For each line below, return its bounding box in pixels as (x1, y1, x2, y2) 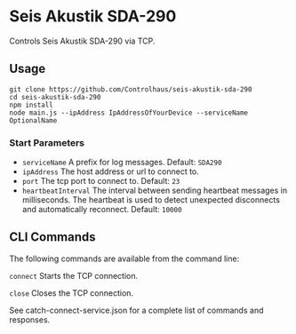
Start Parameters (9, 136, 85, 148)
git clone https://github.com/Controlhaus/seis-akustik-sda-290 (9, 84, 252, 94)
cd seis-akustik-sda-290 (9, 92, 101, 101)
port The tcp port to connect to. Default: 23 (21, 176, 180, 187)
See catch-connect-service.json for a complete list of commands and (9, 305, 264, 315)
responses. (9, 314, 51, 325)
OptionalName (9, 115, 58, 125)
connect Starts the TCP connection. (9, 270, 139, 281)
